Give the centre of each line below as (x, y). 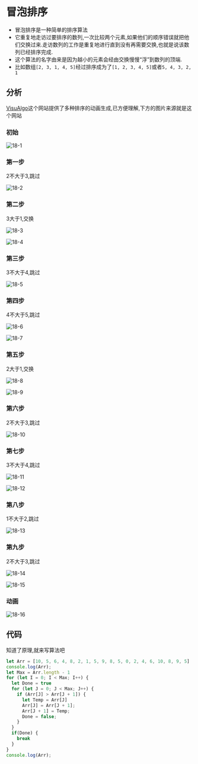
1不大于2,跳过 (23, 519)
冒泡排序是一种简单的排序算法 (51, 30)
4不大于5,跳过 (23, 315)
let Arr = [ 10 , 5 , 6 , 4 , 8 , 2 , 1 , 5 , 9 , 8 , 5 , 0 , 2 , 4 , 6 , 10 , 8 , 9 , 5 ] (98, 661)
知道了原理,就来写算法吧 (36, 650)
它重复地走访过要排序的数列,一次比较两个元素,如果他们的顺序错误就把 (99, 37)
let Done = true (31, 683)
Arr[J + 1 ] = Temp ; (46, 711)
